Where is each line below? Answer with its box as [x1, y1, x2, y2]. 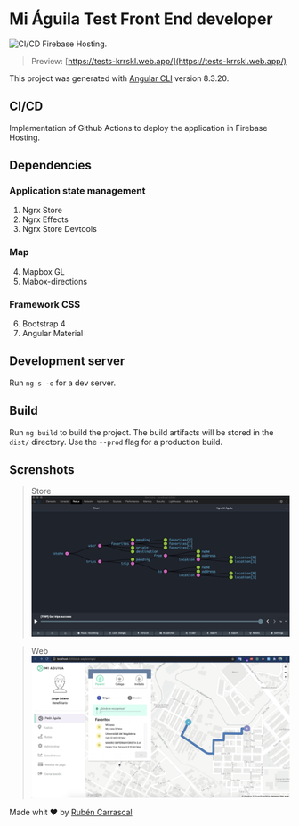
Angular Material [21, 328, 84, 339]
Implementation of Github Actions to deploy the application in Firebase [9, 122, 268, 133]
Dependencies [9, 158, 92, 173]
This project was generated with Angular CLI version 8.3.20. [9, 72, 230, 84]
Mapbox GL [21, 266, 65, 277]
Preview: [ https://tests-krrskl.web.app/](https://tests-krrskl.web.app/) [30, 55, 287, 66]
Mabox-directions [21, 276, 87, 286]
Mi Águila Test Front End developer [9, 9, 273, 29]
